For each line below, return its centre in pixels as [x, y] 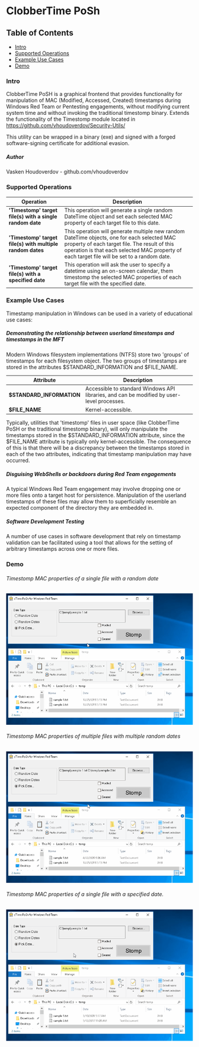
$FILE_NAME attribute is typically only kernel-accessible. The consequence [99, 442]
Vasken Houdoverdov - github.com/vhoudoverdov [67, 172]
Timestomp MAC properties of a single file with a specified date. [85, 894]
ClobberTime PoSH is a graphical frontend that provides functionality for [94, 94]
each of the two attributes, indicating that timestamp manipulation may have [99, 454]
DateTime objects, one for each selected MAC [120, 237]
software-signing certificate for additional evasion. [68, 143]
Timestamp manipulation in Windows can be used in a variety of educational [99, 313]
